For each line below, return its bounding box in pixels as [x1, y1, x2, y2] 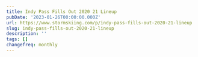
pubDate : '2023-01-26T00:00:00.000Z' [6, 14, 101, 20]
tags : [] [6, 36, 28, 42]
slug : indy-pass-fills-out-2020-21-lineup [6, 25, 114, 31]
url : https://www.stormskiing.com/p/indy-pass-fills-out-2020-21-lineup [6, 20, 193, 26]
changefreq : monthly [6, 42, 58, 48]
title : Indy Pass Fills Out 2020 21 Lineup [6, 8, 117, 15]
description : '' [6, 31, 47, 37]
